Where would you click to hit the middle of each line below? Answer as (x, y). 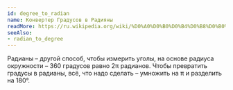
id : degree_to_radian (38, 13)
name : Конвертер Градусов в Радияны (60, 20)
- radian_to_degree (35, 39)
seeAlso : (20, 33)
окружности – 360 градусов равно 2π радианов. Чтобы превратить (107, 66)
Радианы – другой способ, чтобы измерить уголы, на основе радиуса (111, 58)
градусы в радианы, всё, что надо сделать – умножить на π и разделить (114, 74)
